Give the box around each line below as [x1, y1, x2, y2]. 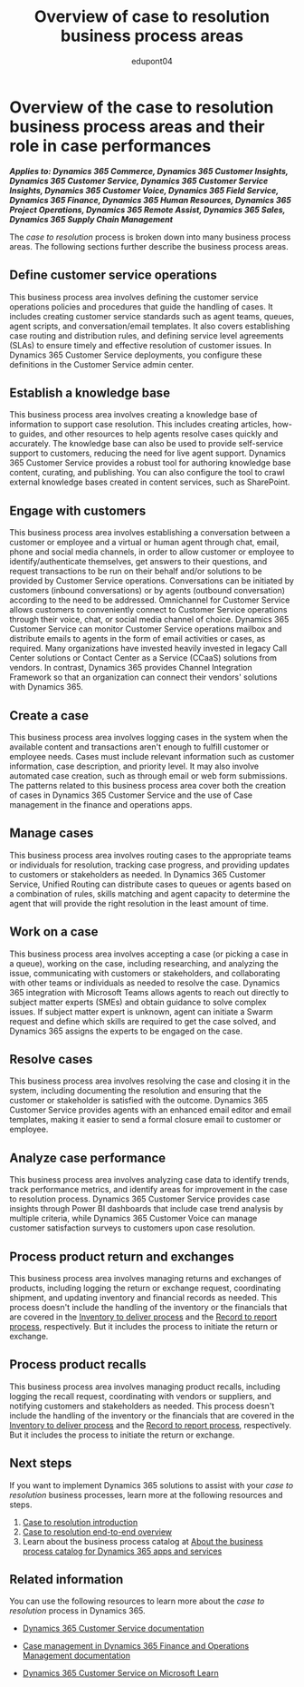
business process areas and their [9, 116, 265, 137]
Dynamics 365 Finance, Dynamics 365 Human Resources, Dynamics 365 [9, 194, 292, 205]
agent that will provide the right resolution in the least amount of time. [9, 897, 269, 908]
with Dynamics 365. [9, 682, 84, 692]
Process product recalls [9, 1357, 147, 1372]
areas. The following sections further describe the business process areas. [9, 240, 289, 251]
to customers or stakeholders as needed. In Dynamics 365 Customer [9, 868, 266, 879]
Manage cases [9, 826, 94, 841]
